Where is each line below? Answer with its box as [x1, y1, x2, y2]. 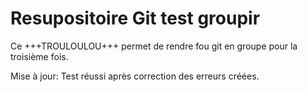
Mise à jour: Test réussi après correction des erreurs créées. [10, 70, 260, 82]
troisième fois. [10, 50, 69, 62]
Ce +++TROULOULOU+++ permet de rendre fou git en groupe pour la [10, 40, 298, 52]
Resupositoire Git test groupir [10, 7, 261, 30]
